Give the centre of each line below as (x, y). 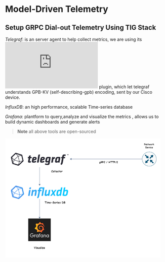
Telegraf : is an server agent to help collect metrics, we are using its (74, 39)
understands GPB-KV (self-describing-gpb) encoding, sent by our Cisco (79, 92)
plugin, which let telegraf (124, 87)
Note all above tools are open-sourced (57, 131)
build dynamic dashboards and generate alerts (53, 122)
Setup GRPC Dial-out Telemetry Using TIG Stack (81, 28)
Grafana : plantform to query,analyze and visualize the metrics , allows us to (82, 117)
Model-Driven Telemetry (57, 9)
